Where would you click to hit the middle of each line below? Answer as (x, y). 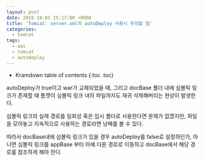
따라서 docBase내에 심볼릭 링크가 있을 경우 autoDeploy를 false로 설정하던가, (99, 137)
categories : (21, 29)
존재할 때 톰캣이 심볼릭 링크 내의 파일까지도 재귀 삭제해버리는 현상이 (98, 95)
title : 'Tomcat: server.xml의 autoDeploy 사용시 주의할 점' (80, 23)
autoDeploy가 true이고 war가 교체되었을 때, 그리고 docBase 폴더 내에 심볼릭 (99, 88)
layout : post (23, 12)
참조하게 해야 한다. (40, 152)
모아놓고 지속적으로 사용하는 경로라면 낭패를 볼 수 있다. (78, 124)
